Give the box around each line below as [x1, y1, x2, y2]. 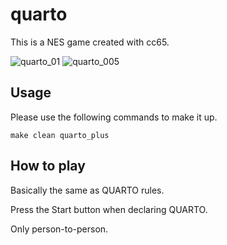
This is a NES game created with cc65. [10, 36, 170, 48]
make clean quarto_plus [10, 130, 110, 140]
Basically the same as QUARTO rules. [10, 184, 165, 196]
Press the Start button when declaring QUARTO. [10, 203, 208, 215]
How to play [10, 158, 86, 175]
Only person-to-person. [10, 223, 109, 235]
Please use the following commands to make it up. [10, 111, 218, 123]
